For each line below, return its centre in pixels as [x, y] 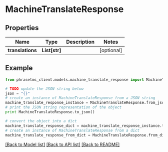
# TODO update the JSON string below [44, 89]
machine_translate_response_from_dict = [48, 135]
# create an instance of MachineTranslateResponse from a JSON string [80, 98]
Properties [22, 28]
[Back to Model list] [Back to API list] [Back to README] [62, 144]
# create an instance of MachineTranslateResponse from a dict [72, 130]
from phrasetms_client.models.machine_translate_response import [74, 80]
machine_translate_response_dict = [42, 126]
